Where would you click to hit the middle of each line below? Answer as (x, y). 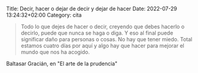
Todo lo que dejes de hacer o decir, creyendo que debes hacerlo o (103, 27)
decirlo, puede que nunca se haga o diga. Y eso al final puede (97, 33)
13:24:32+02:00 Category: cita (44, 15)
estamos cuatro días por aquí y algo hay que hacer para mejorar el (103, 45)
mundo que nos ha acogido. (55, 52)
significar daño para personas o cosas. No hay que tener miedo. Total (106, 39)
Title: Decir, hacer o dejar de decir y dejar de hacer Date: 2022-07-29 (92, 9)
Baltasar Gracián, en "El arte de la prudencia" (62, 63)
